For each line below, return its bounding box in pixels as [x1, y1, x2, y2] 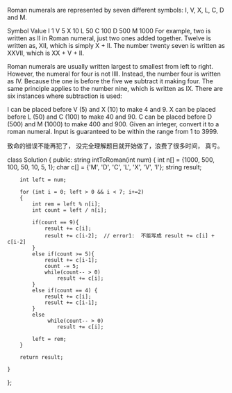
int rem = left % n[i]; [32, 201, 101, 208]
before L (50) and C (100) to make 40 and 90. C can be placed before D [7, 112, 213, 121]
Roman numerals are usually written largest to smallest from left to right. [7, 62, 214, 70]
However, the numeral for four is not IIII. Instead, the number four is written [7, 69, 221, 78]
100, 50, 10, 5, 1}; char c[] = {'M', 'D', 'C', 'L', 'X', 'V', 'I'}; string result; [7, 163, 202, 171]
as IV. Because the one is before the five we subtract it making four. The [7, 77, 213, 85]
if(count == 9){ [32, 219, 79, 226]
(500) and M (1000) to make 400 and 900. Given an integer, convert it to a [7, 120, 219, 128]
